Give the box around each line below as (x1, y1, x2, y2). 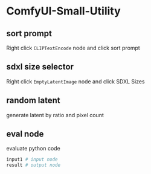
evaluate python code (6, 145, 60, 152)
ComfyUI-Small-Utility (6, 4, 121, 18)
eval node (6, 129, 44, 140)
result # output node (6, 162, 61, 169)
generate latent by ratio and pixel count (6, 111, 104, 118)
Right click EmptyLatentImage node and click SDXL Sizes (6, 77, 145, 85)
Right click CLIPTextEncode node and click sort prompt (6, 44, 140, 51)
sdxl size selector (6, 62, 74, 72)
